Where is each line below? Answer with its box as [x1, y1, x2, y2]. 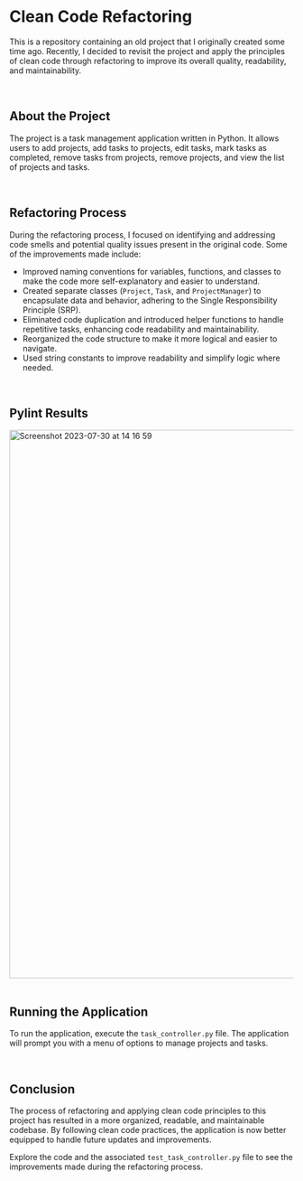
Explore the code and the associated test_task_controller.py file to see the [9, 1152, 293, 1162]
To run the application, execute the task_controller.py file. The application [9, 1028, 289, 1039]
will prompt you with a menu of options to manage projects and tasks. [9, 1037, 269, 1049]
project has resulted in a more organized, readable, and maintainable [9, 1115, 265, 1126]
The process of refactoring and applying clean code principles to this [9, 1105, 267, 1116]
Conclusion [9, 1082, 76, 1097]
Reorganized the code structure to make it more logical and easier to [22, 333, 278, 344]
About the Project [9, 108, 111, 124]
